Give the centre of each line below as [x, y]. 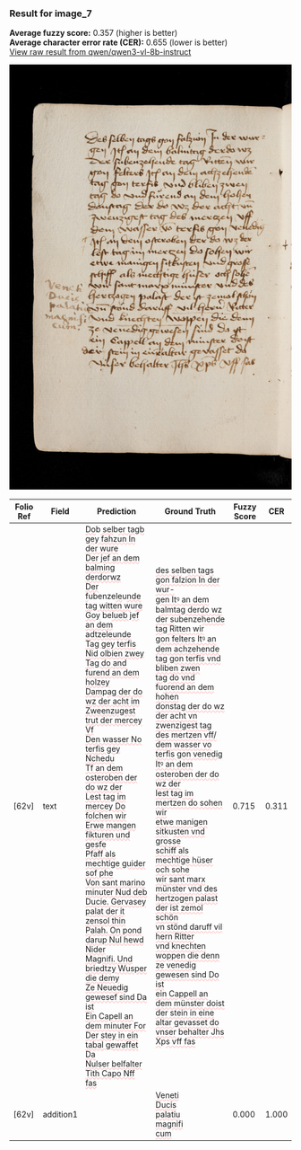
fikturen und [107, 835]
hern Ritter [175, 936]
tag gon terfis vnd [188, 659]
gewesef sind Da [116, 996]
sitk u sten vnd [181, 832]
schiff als [172, 851]
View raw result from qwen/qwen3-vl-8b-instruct [100, 52]
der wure [102, 548]
